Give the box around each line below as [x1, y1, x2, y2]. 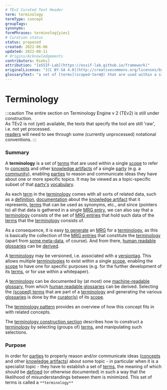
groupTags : [5, 21, 28, 26]
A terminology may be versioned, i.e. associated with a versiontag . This [5, 253, 152, 259]
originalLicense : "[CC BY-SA [5, 68, 66, 73]
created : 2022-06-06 [5, 44, 48, 49]
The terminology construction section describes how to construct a [5, 319, 143, 325]
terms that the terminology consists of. [5, 218, 84, 224]
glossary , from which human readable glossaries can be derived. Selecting [5, 283, 159, 289]
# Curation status [5, 35, 43, 40]
